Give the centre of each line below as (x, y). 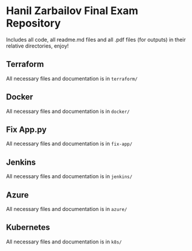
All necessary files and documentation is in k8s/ (64, 242)
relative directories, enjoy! (38, 46)
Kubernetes (28, 227)
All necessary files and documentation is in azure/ (67, 209)
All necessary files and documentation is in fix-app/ (69, 144)
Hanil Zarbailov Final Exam (72, 11)
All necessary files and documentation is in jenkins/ (69, 176)
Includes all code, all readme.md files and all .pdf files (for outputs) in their (96, 39)
